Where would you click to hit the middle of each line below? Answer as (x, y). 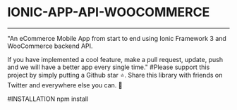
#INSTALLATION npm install (48, 99)
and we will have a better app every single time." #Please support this (109, 67)
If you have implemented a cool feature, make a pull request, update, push (115, 59)
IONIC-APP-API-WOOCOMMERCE (109, 12)
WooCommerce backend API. (50, 46)
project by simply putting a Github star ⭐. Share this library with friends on (115, 75)
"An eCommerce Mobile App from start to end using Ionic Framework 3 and (117, 38)
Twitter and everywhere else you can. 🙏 (65, 85)
